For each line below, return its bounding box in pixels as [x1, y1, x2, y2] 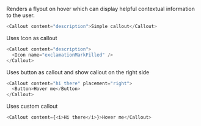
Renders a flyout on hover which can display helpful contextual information [6, 5, 196, 12]
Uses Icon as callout [6, 34, 57, 41]
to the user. [6, 12, 35, 19]
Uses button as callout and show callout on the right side [6, 68, 150, 75]
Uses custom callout [6, 103, 58, 110]
